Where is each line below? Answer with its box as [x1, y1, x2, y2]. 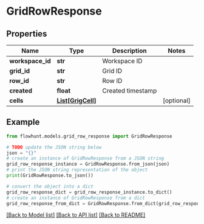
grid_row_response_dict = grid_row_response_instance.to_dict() [6, 189, 172, 195]
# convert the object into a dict [6, 183, 94, 189]
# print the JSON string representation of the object [6, 167, 148, 173]
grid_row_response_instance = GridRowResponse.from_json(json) [6, 161, 170, 167]
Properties [6, 29, 47, 39]
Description [112, 47, 147, 55]
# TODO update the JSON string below [6, 144, 102, 150]
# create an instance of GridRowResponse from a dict [6, 195, 146, 201]
